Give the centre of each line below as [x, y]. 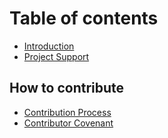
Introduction [49, 46]
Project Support [56, 56]
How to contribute [67, 88]
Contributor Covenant [68, 123]
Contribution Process [67, 112]
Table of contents [84, 18]
